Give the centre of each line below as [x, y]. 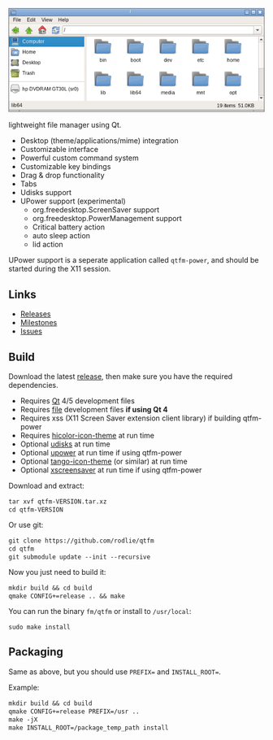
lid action [48, 245]
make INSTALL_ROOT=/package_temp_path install [89, 728]
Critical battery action [69, 227]
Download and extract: [46, 485]
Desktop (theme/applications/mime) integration [99, 141]
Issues [31, 331]
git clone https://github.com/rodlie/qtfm [81, 541]
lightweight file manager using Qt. [65, 125]
